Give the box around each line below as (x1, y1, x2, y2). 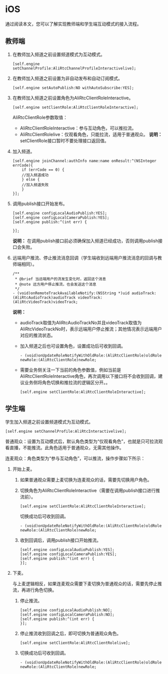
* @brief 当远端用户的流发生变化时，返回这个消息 (15, 276, 106, 282)
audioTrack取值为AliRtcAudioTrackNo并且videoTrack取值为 (20, 319, 142, 325)
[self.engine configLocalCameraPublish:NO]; (20, 612, 115, 617)
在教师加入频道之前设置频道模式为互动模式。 (12, 51, 105, 57)
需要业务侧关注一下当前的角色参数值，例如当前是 (20, 367, 121, 373)
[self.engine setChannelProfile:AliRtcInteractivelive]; (5, 429, 127, 434)
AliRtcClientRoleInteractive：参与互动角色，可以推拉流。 (20, 125, 136, 131)
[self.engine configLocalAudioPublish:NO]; (20, 608, 113, 613)
